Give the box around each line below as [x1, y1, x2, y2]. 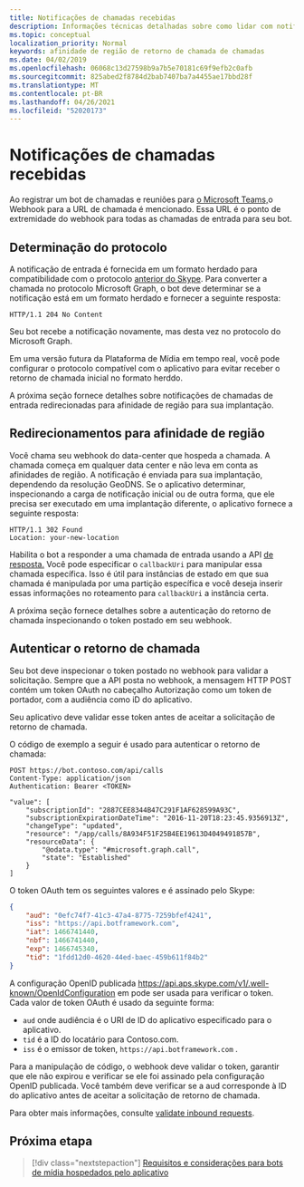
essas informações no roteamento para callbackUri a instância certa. [9, 587, 269, 598]
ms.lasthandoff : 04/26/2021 [9, 97, 116, 107]
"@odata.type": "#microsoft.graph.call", [42, 844, 201, 854]
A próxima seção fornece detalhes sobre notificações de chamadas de [9, 391, 273, 400]
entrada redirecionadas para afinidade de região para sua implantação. [9, 400, 274, 410]
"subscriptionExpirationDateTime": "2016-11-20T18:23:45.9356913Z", [25, 813, 290, 823]
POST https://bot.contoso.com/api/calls [9, 766, 165, 775]
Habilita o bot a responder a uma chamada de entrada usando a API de [9, 549, 274, 560]
